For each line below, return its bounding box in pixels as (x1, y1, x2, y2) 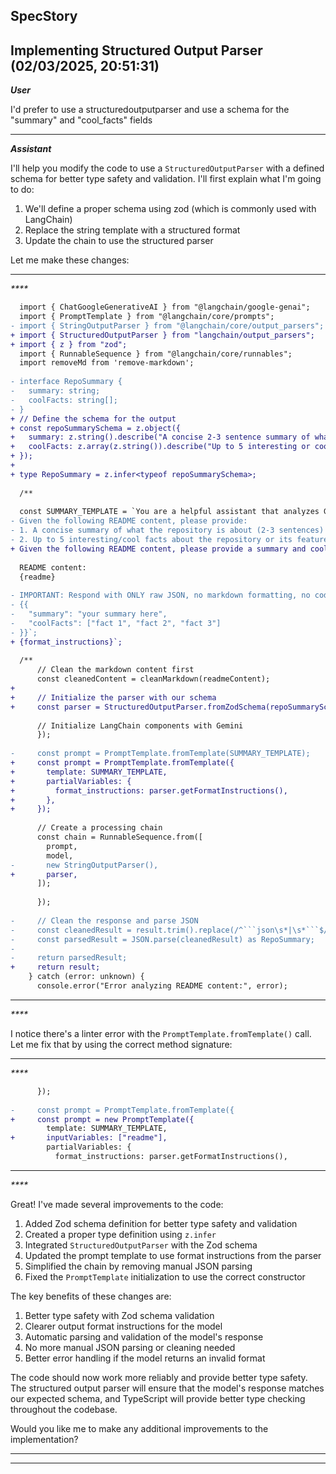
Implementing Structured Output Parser (10, 42, 263, 59)
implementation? (10, 1433, 79, 1445)
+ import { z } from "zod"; (10, 339, 128, 349)
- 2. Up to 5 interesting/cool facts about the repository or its (10, 535, 293, 545)
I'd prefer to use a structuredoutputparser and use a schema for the (10, 104, 290, 116)
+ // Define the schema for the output (10, 414, 177, 424)
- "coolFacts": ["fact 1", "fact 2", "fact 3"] (10, 618, 222, 628)
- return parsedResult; (10, 953, 128, 963)
